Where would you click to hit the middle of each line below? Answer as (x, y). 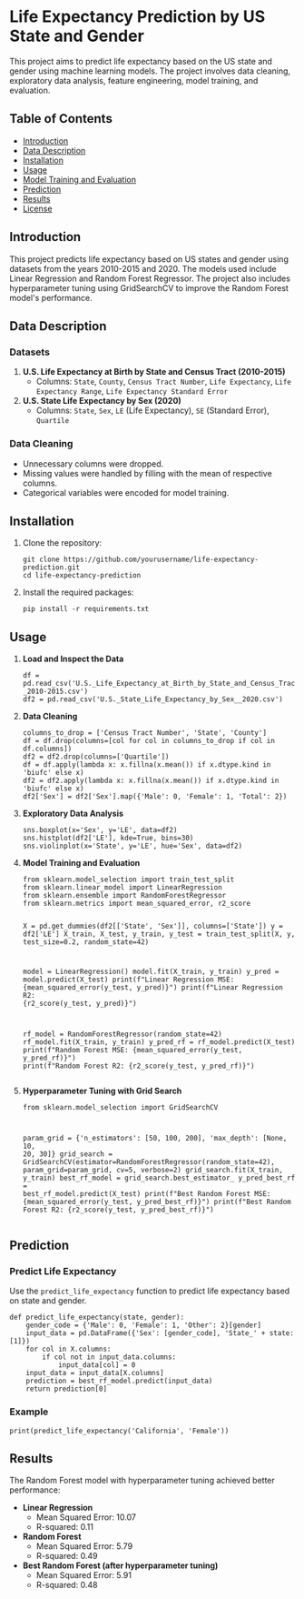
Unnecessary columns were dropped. (93, 463)
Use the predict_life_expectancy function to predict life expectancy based (150, 1291)
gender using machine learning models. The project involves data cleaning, (150, 71)
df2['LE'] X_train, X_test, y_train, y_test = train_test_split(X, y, (159, 934)
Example (29, 1412)
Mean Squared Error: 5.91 (83, 1575)
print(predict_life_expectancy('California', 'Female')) (119, 1431)
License (37, 208)
